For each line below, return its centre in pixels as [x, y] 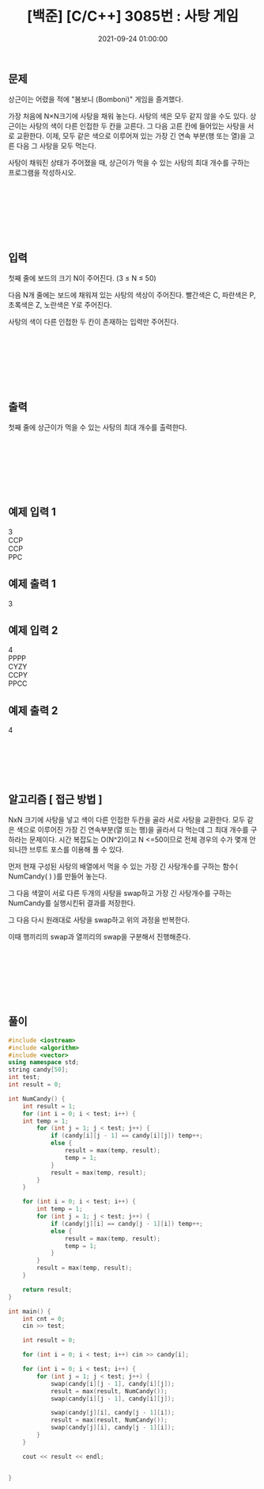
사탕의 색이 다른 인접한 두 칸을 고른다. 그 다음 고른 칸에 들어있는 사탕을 [138, 126]
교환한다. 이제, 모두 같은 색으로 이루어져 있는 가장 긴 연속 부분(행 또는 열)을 [131, 136]
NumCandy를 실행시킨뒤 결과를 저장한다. [72, 903]
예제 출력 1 [32, 584]
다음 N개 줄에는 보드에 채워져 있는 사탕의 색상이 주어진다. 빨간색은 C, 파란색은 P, [132, 295]
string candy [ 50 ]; [38, 1070]
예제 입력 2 [33, 630]
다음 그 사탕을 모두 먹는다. [57, 146]
